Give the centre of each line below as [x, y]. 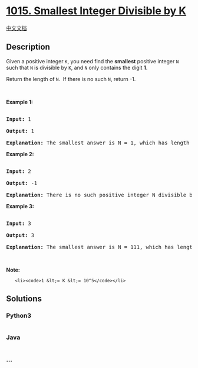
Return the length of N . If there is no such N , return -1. [71, 79]
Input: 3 [19, 223]
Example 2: [20, 154]
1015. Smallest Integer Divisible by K [96, 11]
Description [28, 47]
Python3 [19, 316]
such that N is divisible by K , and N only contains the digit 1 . [77, 67]
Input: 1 [19, 119]
